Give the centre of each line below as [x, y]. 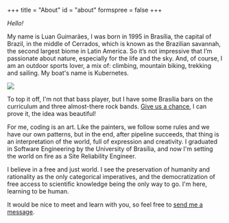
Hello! [15, 23]
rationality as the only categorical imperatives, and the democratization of [111, 177]
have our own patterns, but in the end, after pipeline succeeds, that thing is [113, 134]
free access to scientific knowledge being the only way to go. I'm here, [107, 184]
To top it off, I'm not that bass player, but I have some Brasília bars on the [110, 99]
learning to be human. [38, 191]
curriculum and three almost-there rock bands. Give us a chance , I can [107, 106]
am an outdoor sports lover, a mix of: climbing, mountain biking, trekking [109, 66]
